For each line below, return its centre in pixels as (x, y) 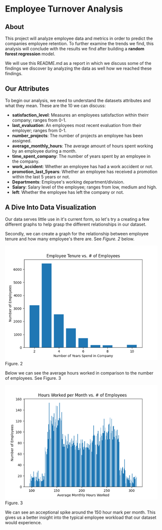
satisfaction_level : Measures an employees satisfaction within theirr (80, 115)
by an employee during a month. (44, 151)
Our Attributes (27, 89)
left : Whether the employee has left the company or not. (68, 192)
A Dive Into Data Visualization (51, 208)
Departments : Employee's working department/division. (68, 182)
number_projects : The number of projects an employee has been (78, 135)
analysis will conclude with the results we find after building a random (75, 49)
